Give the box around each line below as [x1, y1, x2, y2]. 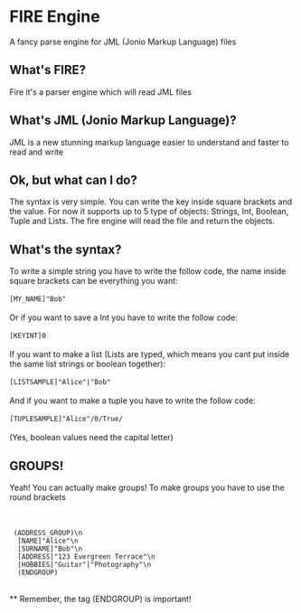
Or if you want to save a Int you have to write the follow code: [9, 312, 238, 323]
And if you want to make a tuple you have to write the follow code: [9, 395, 256, 406]
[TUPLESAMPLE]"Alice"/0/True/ [9, 414, 124, 424]
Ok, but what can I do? [9, 172, 137, 187]
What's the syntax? [9, 241, 122, 257]
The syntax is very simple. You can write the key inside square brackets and [9, 196, 293, 207]
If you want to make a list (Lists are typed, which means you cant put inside [9, 349, 290, 360]
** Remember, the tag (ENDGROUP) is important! [9, 594, 192, 604]
